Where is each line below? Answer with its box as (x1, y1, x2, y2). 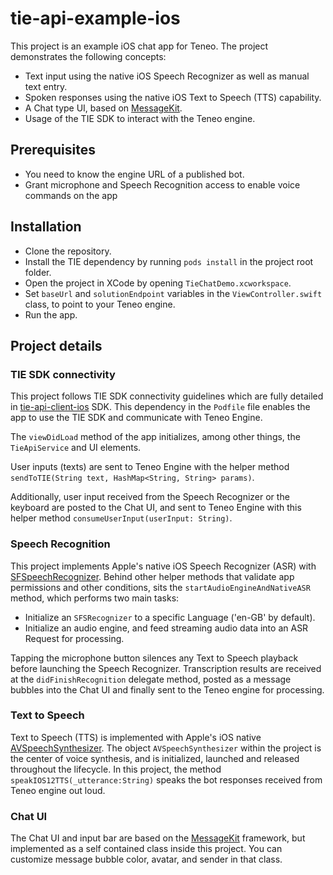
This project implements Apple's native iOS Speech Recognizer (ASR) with (10, 560, 317, 572)
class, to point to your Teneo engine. (24, 298, 176, 310)
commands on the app (24, 189, 118, 201)
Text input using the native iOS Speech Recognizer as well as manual (24, 70, 310, 82)
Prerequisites (10, 142, 96, 159)
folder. (24, 266, 52, 278)
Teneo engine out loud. (10, 784, 106, 796)
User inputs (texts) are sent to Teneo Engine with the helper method (10, 461, 290, 473)
